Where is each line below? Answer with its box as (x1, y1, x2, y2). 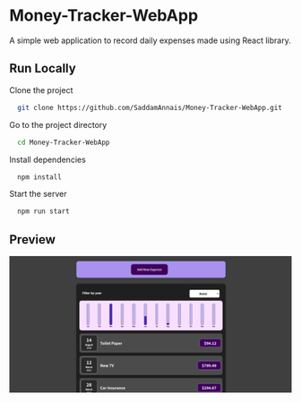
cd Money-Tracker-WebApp (17, 138, 110, 147)
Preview (9, 232, 56, 247)
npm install (17, 172, 63, 182)
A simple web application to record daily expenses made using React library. (9, 35, 291, 46)
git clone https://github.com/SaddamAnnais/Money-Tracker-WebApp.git (17, 103, 282, 112)
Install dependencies (9, 154, 87, 165)
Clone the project (9, 84, 73, 95)
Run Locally (9, 61, 76, 76)
